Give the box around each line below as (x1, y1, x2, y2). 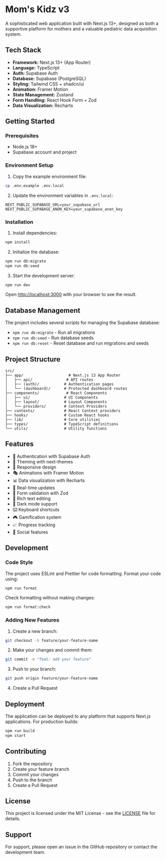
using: (5, 576, 18, 582)
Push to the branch (12, 777, 52, 783)
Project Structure (5, 355, 61, 364)
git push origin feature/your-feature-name (5, 676, 98, 681)
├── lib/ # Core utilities (5, 417, 100, 422)
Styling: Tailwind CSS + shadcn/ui (12, 81, 84, 87)
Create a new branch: (12, 628, 58, 634)
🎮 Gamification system (12, 514, 62, 520)
